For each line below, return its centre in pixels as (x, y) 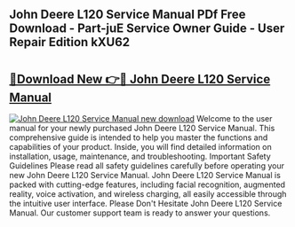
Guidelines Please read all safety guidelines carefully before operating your (147, 166)
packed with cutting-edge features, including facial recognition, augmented (147, 184)
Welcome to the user (235, 118)
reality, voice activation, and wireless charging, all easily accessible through (148, 194)
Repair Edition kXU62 (70, 42)
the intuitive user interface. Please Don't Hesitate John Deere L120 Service (146, 204)
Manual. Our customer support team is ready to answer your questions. (140, 213)
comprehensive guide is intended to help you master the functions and (139, 137)
